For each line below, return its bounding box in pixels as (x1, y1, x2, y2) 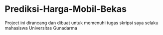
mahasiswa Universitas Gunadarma (4, 25, 78, 31)
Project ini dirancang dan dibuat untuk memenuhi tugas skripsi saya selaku (4, 20, 159, 26)
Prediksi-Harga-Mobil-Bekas (4, 3, 127, 15)
